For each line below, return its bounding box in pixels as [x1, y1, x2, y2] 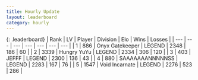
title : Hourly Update [6, 8, 60, 15]
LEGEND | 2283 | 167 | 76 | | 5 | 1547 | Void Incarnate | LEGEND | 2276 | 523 [6, 61, 192, 68]
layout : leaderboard [6, 14, 58, 20]
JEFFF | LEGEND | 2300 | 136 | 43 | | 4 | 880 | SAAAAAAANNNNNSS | [6, 55, 178, 62]
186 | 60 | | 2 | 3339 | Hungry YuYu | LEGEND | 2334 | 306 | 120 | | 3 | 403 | [6, 49, 191, 56]
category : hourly [6, 20, 49, 25]
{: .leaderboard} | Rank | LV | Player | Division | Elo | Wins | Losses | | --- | [6, 36, 186, 43]
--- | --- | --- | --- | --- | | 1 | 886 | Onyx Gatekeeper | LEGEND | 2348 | [12, 42, 186, 49]
